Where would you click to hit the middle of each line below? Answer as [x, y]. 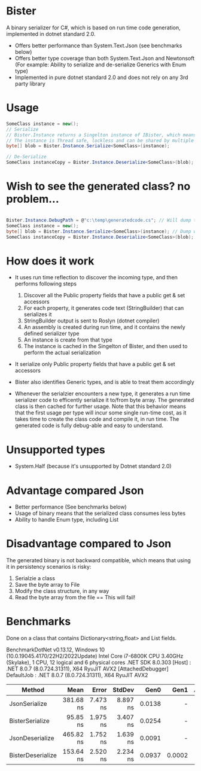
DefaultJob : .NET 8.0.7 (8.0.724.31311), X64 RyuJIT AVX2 [77, 675]
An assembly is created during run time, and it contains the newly [104, 327]
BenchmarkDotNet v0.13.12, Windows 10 [56, 650]
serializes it [38, 315]
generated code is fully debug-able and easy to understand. [89, 425]
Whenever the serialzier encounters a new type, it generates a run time [102, 394]
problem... [33, 199]
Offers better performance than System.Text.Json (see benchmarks [98, 45]
